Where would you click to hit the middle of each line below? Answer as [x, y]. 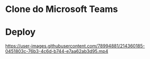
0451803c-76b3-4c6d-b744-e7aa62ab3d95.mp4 [57, 51]
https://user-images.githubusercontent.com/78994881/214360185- [75, 46]
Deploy [20, 32]
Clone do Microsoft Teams [62, 9]
